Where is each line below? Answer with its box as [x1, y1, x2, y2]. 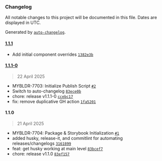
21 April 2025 [17, 120, 44, 126]
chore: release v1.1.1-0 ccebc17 [12, 93, 73, 99]
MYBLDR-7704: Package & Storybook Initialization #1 [12, 130, 119, 136]
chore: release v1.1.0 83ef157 [12, 151, 70, 157]
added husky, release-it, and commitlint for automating [12, 135, 123, 141]
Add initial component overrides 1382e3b [12, 51, 93, 57]
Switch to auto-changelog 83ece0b [12, 88, 82, 94]
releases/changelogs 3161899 [12, 140, 71, 146]
